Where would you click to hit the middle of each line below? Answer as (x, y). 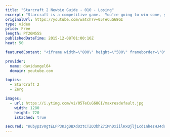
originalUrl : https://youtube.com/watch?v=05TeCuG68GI (64, 19)
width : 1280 (27, 108)
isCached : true (30, 117)
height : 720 (27, 113)
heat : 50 (14, 43)
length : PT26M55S (24, 33)
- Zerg (17, 89)
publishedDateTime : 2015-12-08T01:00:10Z (50, 39)
